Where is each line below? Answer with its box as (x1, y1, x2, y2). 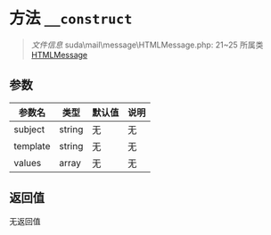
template (13, 139, 51, 152)
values (13, 156, 42, 169)
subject (13, 122, 45, 135)
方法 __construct (9, 8, 133, 29)
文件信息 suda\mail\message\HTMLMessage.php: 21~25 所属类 (30, 39, 264, 50)
